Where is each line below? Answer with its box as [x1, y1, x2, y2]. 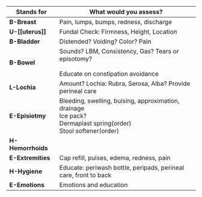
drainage [59, 105, 85, 112]
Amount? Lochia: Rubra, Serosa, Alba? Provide [59, 79, 191, 88]
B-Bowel [9, 58, 35, 67]
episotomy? [59, 55, 92, 62]
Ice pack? [59, 112, 87, 120]
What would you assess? [89, 8, 164, 16]
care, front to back [59, 171, 112, 179]
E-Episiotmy [9, 112, 46, 120]
